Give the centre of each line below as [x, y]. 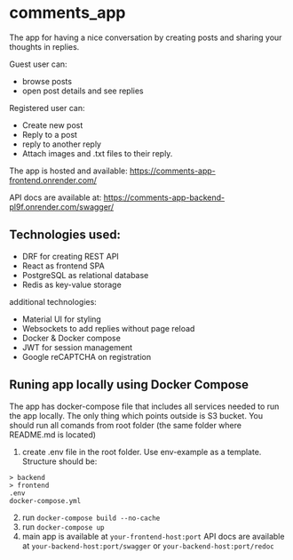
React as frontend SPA [63, 266]
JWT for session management [77, 347]
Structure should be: [59, 461]
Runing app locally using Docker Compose [129, 385]
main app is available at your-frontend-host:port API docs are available [153, 536]
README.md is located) [52, 435]
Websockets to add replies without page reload [108, 328]
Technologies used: [65, 235]
